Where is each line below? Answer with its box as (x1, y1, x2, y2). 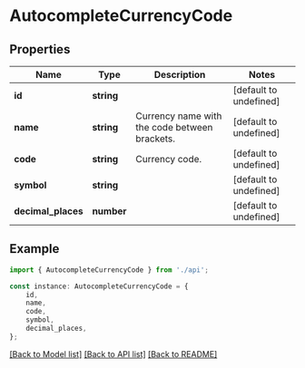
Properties (9, 42, 71, 57)
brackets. (135, 132, 175, 145)
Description (153, 69, 206, 81)
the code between (135, 121, 213, 133)
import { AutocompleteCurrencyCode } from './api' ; (9, 265, 209, 275)
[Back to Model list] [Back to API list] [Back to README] (9, 348, 218, 359)
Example (9, 241, 60, 257)
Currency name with (135, 110, 222, 122)
